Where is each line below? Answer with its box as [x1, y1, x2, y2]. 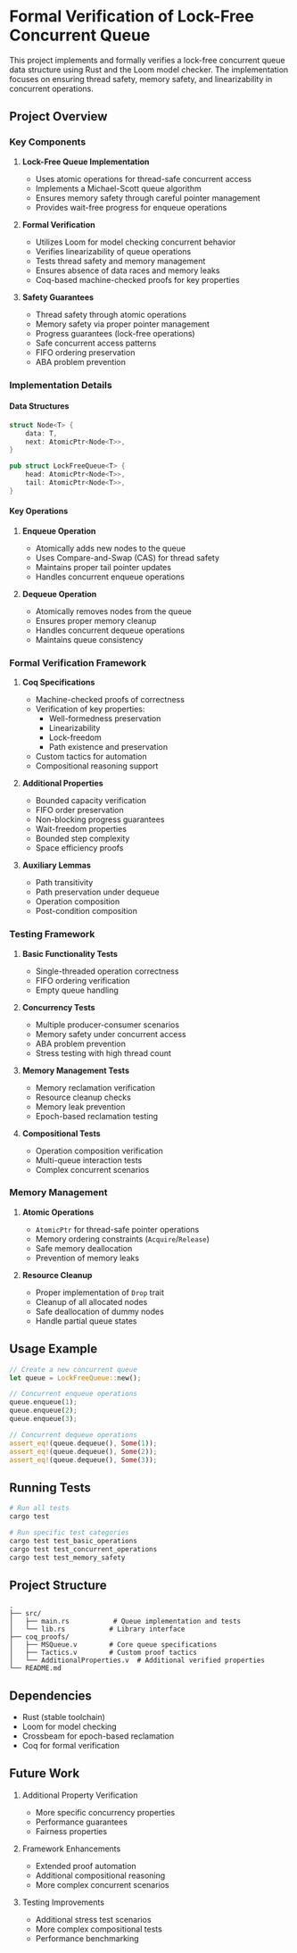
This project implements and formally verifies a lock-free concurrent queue [9, 54, 285, 65]
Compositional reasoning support [35, 760, 159, 771]
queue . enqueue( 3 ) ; [9, 1415, 78, 1424]
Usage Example [9, 1342, 98, 1357]
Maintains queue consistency [35, 634, 144, 644]
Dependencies [9, 1688, 92, 1703]
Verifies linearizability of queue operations [35, 245, 192, 256]
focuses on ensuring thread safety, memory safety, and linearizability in [9, 73, 273, 84]
